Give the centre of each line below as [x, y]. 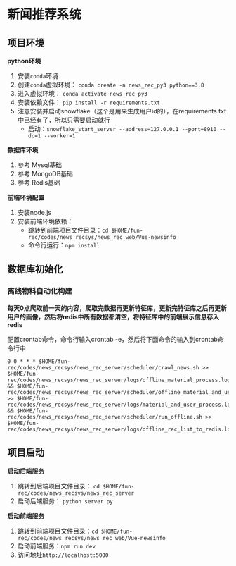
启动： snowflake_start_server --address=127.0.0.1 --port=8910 [122, 129]
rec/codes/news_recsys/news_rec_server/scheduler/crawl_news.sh [103, 367]
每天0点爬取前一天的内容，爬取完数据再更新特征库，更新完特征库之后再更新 [117, 308]
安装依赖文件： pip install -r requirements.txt [88, 102]
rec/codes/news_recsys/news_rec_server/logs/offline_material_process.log [119, 380]
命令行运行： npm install [64, 245]
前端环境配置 [26, 197]
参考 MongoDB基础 [45, 174]
